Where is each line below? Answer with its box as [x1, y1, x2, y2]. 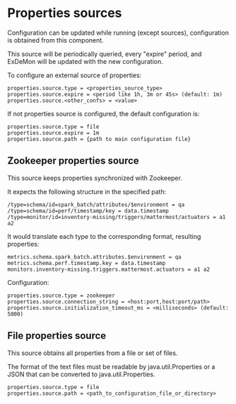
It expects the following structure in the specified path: [7, 187, 167, 196]
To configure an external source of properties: [7, 71, 142, 79]
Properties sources [7, 5, 122, 21]
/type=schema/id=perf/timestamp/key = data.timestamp [7, 207, 170, 214]
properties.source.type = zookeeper [7, 292, 115, 299]
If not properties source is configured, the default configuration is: [7, 109, 200, 118]
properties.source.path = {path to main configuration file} [7, 135, 191, 142]
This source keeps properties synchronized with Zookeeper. [7, 174, 182, 182]
